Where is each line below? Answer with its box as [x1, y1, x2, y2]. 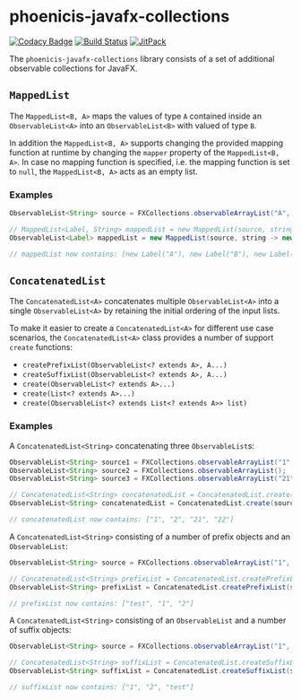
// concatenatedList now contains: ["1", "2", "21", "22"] [9, 515, 235, 524]
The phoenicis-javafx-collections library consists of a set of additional [9, 53, 275, 64]
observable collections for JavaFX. [9, 63, 138, 74]
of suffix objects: [9, 625, 72, 635]
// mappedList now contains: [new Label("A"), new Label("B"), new [9, 249, 267, 258]
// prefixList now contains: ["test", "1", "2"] [9, 599, 194, 608]
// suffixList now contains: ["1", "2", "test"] [9, 683, 194, 692]
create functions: [9, 342, 73, 353]
